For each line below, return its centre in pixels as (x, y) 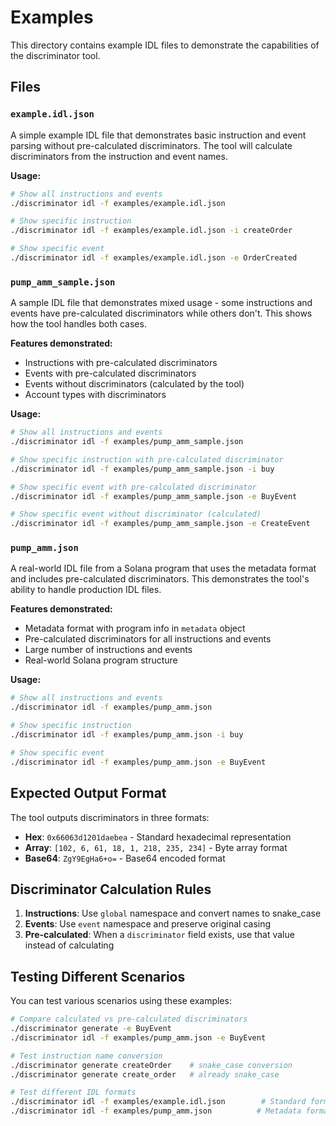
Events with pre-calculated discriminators (110, 373)
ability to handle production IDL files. (86, 590)
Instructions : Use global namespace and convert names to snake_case (173, 913)
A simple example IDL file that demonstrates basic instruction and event (158, 135)
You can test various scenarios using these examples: (121, 1001)
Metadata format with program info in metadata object (135, 628)
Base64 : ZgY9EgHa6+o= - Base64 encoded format (125, 858)
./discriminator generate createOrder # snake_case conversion (151, 1065)
